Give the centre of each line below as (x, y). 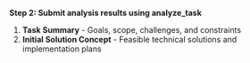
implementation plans (62, 49)
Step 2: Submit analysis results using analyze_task (106, 13)
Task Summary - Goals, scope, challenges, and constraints (132, 30)
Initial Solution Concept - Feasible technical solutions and (129, 39)
